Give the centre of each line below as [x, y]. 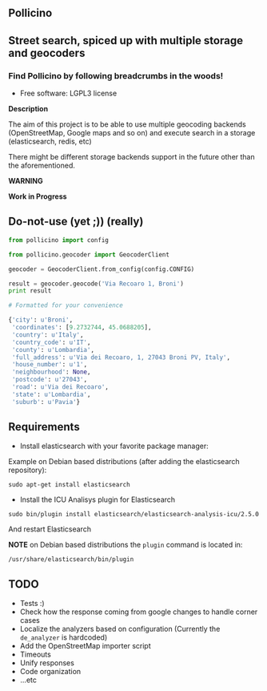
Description [28, 109]
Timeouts [36, 655]
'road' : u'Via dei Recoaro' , [60, 387]
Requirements [44, 427]
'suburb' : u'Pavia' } [46, 402]
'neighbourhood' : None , [51, 372]
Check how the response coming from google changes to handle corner [139, 612]
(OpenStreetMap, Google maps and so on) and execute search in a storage [132, 133]
